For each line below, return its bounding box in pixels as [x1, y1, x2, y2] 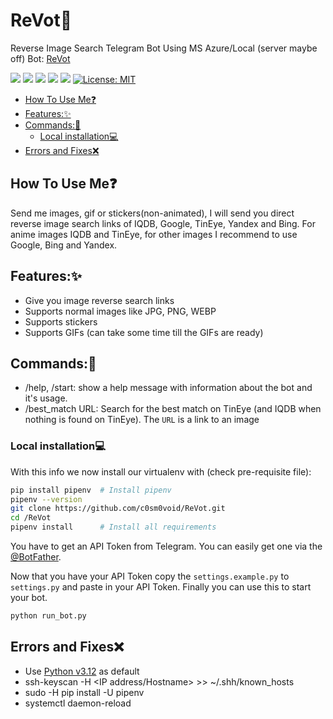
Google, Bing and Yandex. [10, 239, 118, 251]
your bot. [10, 592, 48, 604]
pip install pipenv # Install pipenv [10, 485, 172, 495]
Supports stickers [24, 315, 98, 328]
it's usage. [24, 392, 68, 404]
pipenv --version [10, 494, 83, 504]
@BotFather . [10, 551, 62, 563]
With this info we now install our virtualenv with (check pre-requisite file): [10, 465, 312, 478]
